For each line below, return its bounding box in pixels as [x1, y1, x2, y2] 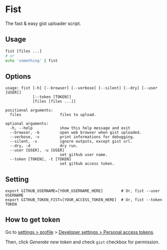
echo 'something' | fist [5, 58, 58, 63]
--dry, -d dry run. [10, 143, 79, 148]
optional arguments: [5, 121, 49, 127]
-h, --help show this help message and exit [10, 126, 130, 131]
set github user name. [59, 152, 108, 158]
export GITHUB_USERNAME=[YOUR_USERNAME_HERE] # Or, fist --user [5, 189, 160, 194]
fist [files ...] [5, 48, 42, 54]
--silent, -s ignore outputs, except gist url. [10, 139, 133, 144]
